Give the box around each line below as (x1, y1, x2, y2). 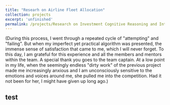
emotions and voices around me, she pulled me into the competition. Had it (5, 73, 162, 79)
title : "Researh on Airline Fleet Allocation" (5, 7, 105, 13)
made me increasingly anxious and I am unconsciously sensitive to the (5, 68, 152, 74)
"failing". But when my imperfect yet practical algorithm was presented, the (5, 41, 162, 47)
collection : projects (5, 12, 51, 17)
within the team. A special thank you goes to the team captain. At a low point (5, 57, 165, 63)
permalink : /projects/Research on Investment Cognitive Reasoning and (5, 21, 157, 27)
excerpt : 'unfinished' (5, 17, 53, 22)
